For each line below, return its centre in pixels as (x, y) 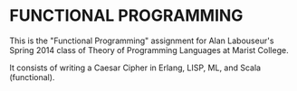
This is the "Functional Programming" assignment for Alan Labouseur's (142, 41)
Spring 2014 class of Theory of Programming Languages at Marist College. (149, 50)
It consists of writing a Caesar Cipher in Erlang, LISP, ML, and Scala (135, 68)
